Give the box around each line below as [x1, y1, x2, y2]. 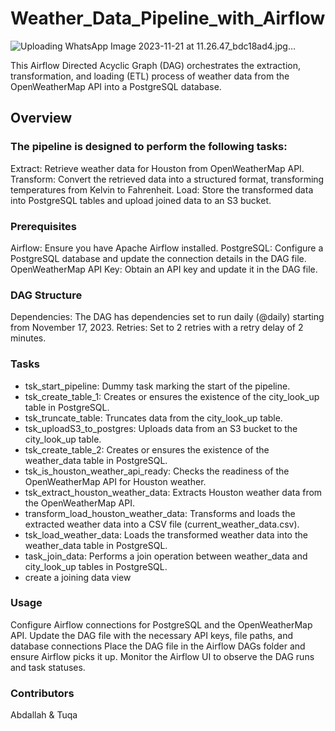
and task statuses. [10, 661, 86, 673]
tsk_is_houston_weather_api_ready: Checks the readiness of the [24, 465, 290, 477]
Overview [10, 110, 73, 127]
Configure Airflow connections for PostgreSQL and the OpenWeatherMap [10, 618, 313, 631]
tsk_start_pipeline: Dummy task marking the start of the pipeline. [24, 380, 291, 392]
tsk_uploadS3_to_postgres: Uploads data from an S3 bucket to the [24, 422, 298, 434]
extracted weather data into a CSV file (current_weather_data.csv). [24, 518, 300, 530]
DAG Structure [10, 288, 83, 302]
